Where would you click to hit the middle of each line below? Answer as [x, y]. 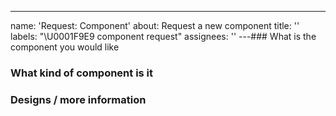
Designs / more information [78, 99]
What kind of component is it [82, 73]
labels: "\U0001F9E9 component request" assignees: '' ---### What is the [163, 36]
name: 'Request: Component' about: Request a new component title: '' [155, 25]
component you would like [65, 47]
